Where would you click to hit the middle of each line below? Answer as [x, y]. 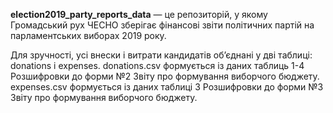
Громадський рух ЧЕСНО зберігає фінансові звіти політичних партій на [162, 25]
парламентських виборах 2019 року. [88, 35]
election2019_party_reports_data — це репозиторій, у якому [139, 14]
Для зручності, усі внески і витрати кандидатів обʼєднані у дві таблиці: [161, 55]
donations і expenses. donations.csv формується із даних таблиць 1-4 [157, 65]
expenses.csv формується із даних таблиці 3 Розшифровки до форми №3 [167, 87]
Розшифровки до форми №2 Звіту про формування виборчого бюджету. [165, 76]
